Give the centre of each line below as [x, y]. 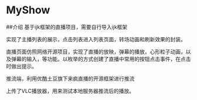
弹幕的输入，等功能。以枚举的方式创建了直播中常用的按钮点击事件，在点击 [101, 59]
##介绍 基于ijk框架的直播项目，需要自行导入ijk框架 [67, 27]
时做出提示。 [21, 66]
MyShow [28, 10]
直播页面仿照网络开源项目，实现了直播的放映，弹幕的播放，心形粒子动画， [96, 51]
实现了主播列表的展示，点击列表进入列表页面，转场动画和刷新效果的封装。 [96, 39]
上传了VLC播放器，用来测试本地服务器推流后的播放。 [70, 91]
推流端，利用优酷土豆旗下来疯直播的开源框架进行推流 [70, 78]
